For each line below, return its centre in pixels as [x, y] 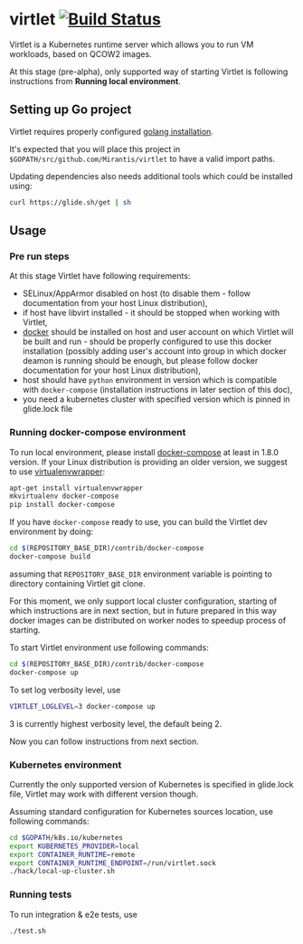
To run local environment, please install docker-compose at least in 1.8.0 [144, 452]
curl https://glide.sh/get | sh [70, 202]
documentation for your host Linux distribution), [112, 370]
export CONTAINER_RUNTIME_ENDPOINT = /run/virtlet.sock [113, 863]
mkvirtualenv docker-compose [64, 496]
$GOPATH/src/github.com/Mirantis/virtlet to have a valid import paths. [142, 158]
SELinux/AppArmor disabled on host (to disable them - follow [137, 293]
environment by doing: [51, 532]
